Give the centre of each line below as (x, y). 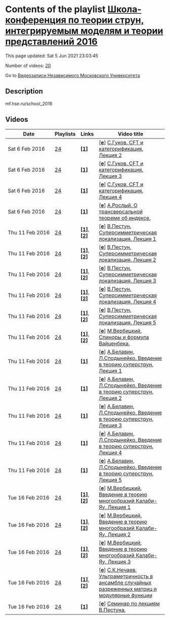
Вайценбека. (114, 343)
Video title (131, 134)
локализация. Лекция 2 (127, 260)
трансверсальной (121, 212)
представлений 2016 (51, 42)
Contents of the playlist (55, 9)
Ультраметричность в (126, 576)
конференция (36, 20)
